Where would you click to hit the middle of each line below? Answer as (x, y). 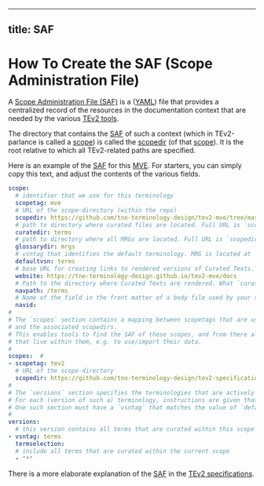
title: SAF (31, 29)
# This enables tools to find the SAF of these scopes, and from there (128, 334)
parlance (22, 142)
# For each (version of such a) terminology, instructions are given (125, 400)
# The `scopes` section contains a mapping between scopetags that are (128, 320)
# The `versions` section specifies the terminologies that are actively (132, 393)
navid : (26, 305)
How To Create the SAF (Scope (111, 63)
